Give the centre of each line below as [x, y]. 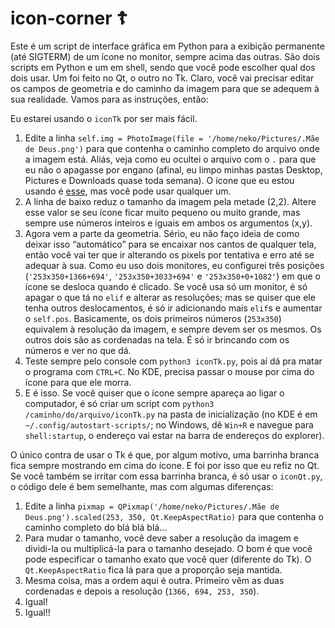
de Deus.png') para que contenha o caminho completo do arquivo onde [172, 148]
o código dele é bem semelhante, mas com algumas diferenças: [142, 486]
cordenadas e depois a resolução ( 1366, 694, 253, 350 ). [142, 591]
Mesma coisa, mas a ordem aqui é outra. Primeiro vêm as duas [154, 580]
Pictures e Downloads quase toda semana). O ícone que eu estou [159, 180]
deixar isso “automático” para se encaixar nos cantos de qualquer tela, [170, 244]
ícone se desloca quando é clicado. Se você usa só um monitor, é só [166, 286]
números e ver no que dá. [78, 350]
